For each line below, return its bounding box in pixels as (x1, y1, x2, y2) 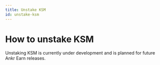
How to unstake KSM (5, 33, 94, 45)
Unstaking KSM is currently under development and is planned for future (5, 50, 155, 56)
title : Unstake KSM (5, 7, 46, 12)
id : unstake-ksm (5, 12, 39, 17)
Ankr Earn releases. (5, 55, 46, 61)
